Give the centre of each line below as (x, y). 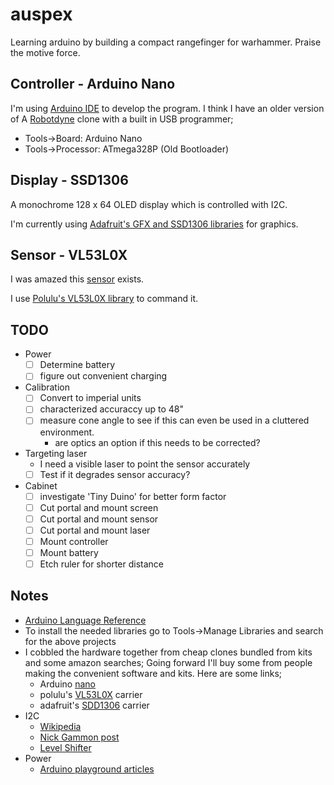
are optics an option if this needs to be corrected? (157, 442)
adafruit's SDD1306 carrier (94, 705)
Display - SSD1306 (69, 180)
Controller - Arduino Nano (93, 84)
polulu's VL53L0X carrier (91, 694)
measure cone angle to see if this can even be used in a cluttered (174, 420)
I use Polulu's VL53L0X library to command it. (104, 299)
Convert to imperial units (90, 398)
